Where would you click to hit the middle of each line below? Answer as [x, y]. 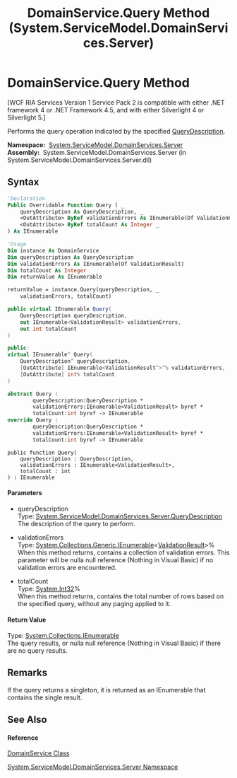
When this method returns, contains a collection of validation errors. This [123, 552]
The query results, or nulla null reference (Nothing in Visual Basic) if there [114, 643]
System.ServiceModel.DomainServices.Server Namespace [93, 767]
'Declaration [26, 198]
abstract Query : [33, 394]
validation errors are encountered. [67, 567]
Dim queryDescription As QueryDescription [71, 257]
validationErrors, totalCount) [66, 296]
